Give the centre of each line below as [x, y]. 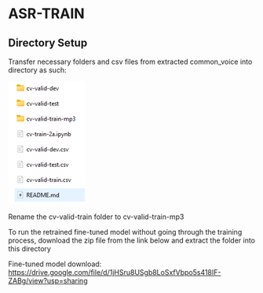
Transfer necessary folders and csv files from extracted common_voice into [130, 61]
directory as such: [37, 70]
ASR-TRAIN [46, 14]
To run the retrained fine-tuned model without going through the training [125, 232]
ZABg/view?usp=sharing [48, 281]
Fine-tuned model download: [55, 264]
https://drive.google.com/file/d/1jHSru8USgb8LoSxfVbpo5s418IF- [115, 272]
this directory [29, 248]
